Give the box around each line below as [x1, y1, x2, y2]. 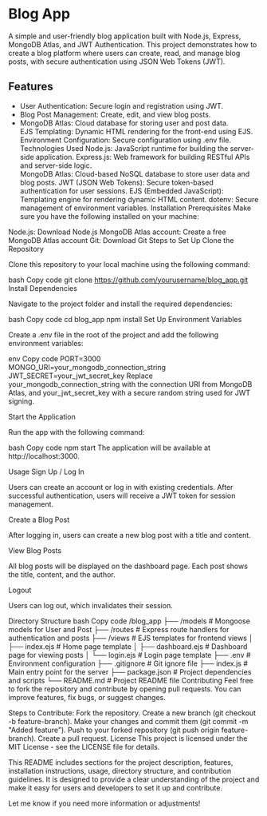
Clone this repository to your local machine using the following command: [8, 259, 250, 269]
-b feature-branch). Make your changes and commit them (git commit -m [8, 716, 249, 726]
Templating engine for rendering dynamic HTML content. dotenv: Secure [19, 194, 259, 204]
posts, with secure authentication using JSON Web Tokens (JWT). [8, 57, 226, 66]
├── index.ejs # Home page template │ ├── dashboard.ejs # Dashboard [8, 641, 248, 651]
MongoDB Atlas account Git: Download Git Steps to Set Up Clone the [8, 235, 234, 245]
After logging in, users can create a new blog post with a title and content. [8, 530, 251, 539]
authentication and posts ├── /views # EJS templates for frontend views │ [8, 633, 253, 643]
